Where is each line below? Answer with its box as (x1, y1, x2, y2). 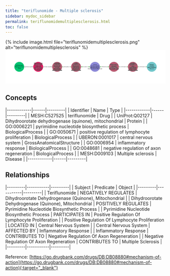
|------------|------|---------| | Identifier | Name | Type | (5, 107, 123, 113)
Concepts (5, 93, 37, 102)
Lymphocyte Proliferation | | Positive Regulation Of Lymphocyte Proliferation (5, 217, 164, 223)
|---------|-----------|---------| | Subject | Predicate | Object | (5, 184, 135, 190)
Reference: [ (5, 254, 32, 260)
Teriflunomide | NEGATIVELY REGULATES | (47, 189, 137, 196)
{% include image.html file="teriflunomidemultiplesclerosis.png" (5, 39, 140, 45)
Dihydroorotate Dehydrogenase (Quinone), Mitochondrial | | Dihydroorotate (5, 195, 163, 201)
